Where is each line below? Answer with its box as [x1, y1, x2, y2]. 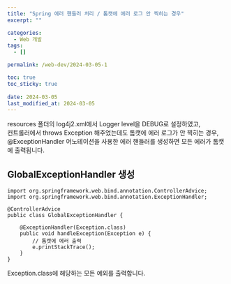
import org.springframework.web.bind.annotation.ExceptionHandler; [7, 193, 208, 201]
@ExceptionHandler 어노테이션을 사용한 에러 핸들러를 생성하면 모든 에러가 [7, 137, 211, 146]
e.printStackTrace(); [32, 244, 96, 251]
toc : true [7, 74, 36, 81]
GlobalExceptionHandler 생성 [7, 168, 135, 180]
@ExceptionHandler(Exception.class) [20, 224, 127, 231]
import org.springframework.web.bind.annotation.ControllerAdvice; [7, 188, 208, 195]
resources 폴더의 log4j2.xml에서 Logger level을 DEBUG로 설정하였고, [7, 120, 201, 128]
